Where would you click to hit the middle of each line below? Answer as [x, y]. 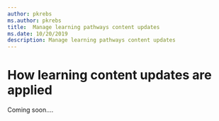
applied [30, 90]
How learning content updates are [109, 75]
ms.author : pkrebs [34, 21]
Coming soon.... [30, 110]
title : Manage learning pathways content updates [84, 27]
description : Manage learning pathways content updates [91, 40]
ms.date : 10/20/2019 [38, 34]
